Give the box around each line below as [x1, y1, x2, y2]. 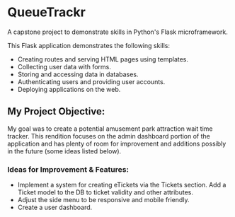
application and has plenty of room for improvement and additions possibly [7, 139, 227, 148]
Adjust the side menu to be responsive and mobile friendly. [17, 196, 190, 204]
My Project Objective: [7, 105, 105, 117]
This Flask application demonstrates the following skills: [7, 41, 170, 49]
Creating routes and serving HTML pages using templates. [17, 54, 189, 64]
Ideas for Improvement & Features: [7, 164, 130, 174]
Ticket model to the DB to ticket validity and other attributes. [17, 188, 193, 197]
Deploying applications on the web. [17, 85, 121, 93]
